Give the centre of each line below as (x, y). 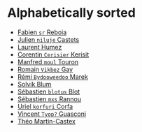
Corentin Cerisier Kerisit (53, 54)
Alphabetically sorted (72, 13)
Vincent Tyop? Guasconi (51, 114)
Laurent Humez (40, 47)
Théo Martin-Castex (46, 121)
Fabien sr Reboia (42, 32)
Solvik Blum (34, 84)
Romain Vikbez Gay (45, 69)
